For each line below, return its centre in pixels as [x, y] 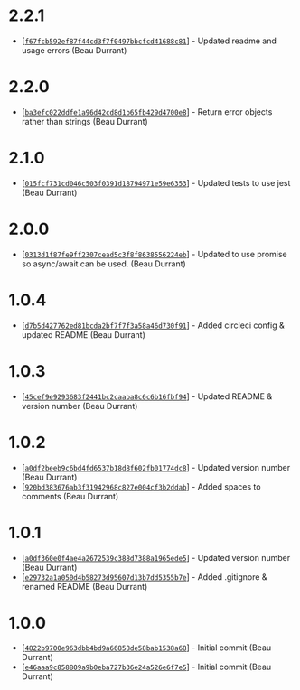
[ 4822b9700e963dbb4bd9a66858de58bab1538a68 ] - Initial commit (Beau [146, 648]
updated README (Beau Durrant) [83, 334]
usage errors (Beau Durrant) [74, 50]
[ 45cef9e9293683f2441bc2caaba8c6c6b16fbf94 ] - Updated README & [147, 396]
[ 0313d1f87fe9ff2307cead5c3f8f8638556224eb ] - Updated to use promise [154, 254]
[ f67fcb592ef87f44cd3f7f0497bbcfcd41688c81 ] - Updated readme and [149, 41]
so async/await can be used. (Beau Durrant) [103, 264]
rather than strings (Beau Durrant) [84, 121]
